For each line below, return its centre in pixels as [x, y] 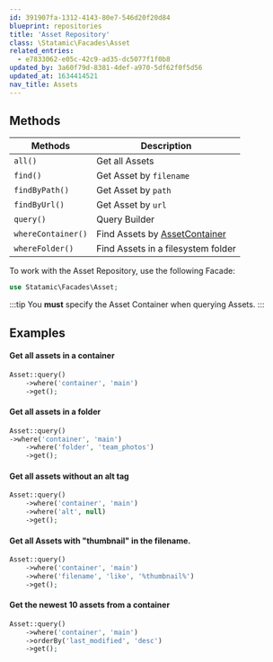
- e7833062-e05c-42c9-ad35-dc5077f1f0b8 [94, 59]
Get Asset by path [134, 190]
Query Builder [125, 219]
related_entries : [42, 51]
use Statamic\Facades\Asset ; [64, 287]
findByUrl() [40, 205]
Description [166, 146]
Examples [37, 333]
